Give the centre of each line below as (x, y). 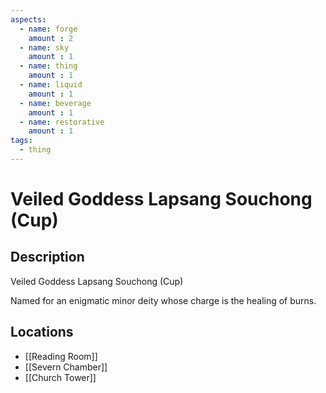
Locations (42, 332)
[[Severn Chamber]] (66, 367)
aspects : (28, 19)
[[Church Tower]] (60, 377)
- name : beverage (55, 103)
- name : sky (44, 47)
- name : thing (48, 66)
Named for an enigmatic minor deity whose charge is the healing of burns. (163, 300)
